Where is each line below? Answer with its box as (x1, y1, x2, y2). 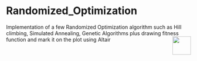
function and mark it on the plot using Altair (6, 36, 111, 43)
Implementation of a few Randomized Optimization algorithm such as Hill (6, 23, 182, 30)
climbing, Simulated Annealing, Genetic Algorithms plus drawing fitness (6, 29, 179, 36)
